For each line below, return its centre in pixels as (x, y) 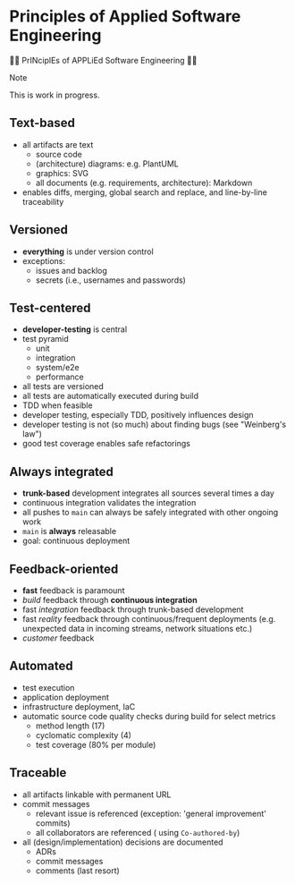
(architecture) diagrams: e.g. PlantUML (107, 164)
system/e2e (58, 368)
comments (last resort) (78, 871)
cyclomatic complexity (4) (84, 735)
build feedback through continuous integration (110, 600)
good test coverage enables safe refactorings (106, 444)
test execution (48, 687)
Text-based (42, 123)
